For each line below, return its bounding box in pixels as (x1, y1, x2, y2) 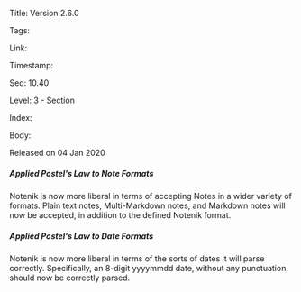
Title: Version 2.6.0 (9, 8, 79, 18)
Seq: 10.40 (9, 78, 50, 88)
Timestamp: (9, 60, 54, 70)
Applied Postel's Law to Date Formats (9, 230, 154, 242)
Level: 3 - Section (9, 95, 75, 105)
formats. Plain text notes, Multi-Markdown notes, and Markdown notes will (9, 200, 286, 211)
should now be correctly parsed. (9, 272, 131, 283)
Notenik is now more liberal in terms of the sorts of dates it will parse (9, 252, 265, 264)
